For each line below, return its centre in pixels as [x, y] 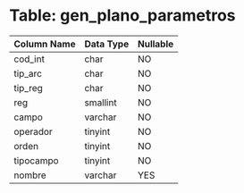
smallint [101, 102]
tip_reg [28, 88]
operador [34, 131]
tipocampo [37, 160]
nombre [30, 175]
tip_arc [28, 73]
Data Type [107, 44]
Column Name [45, 44]
